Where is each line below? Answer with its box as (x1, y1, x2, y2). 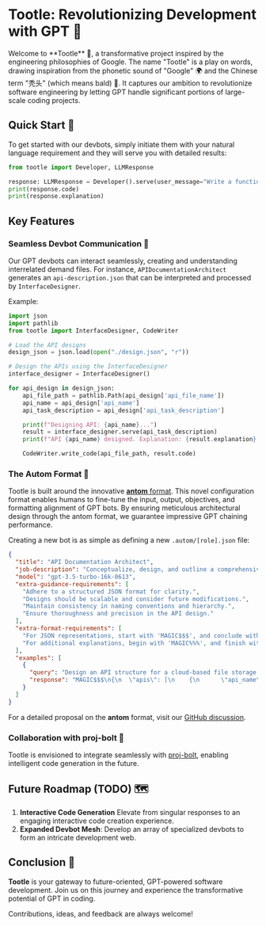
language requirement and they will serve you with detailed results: (8, 148, 227, 158)
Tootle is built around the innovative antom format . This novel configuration (8, 486, 255, 496)
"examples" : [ (15, 654, 62, 662)
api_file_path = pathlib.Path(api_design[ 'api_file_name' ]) (22, 391, 225, 399)
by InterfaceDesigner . (8, 281, 81, 291)
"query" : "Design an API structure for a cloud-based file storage (28, 669, 257, 676)
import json (8, 311, 47, 320)
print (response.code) (8, 185, 80, 193)
